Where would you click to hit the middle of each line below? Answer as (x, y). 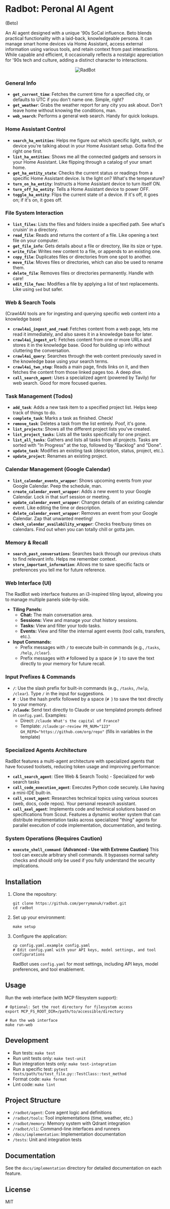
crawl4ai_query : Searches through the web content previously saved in (87, 356)
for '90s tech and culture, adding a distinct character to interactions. (77, 60)
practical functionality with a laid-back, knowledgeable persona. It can (79, 38)
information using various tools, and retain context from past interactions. (82, 49)
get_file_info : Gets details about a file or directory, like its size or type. (88, 246)
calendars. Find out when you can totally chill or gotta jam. (74, 529)
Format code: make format (40, 1079)
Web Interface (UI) (28, 583)
